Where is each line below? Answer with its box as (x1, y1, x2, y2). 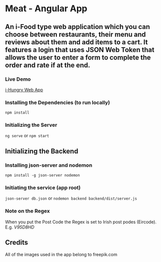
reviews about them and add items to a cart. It (5, 38, 148, 46)
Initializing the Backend (5, 147, 79, 155)
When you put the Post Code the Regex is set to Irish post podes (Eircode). (5, 219, 157, 225)
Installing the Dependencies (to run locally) (5, 99, 110, 106)
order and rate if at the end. (5, 61, 91, 69)
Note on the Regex (5, 207, 50, 214)
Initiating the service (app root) (5, 184, 81, 191)
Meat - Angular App (5, 3, 87, 14)
